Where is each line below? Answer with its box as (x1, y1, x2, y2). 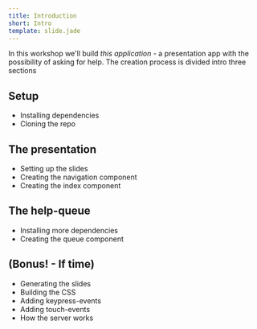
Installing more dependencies (19, 225, 119, 235)
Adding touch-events (19, 304, 91, 314)
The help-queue (8, 204, 91, 218)
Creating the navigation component (19, 172, 138, 182)
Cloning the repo (19, 119, 76, 129)
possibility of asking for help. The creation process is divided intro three (8, 57, 247, 67)
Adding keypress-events (19, 295, 102, 306)
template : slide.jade (8, 27, 81, 35)
